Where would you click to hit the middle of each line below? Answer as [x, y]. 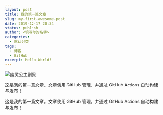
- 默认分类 [19, 42]
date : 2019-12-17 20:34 [30, 23]
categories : [17, 37]
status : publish [22, 28]
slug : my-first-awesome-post [35, 19]
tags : [11, 46]
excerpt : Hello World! [28, 60]
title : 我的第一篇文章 [26, 14]
